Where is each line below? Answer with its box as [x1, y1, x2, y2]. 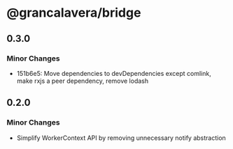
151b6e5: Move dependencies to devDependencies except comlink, [16, 69, 211, 77]
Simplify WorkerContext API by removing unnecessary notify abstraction [16, 134, 227, 142]
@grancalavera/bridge [6, 5, 141, 21]
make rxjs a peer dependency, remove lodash [16, 77, 149, 85]
